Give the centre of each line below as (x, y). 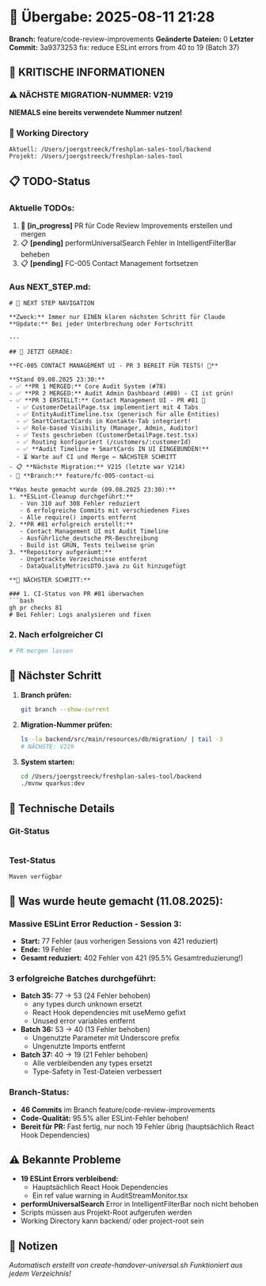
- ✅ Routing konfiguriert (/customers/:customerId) (104, 442)
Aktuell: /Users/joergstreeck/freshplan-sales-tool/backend (110, 149)
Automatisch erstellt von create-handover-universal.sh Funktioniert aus (126, 1265)
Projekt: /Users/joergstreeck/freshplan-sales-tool (96, 156)
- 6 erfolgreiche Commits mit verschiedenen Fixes (105, 510)
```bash (22, 601)
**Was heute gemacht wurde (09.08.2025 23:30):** (93, 489)
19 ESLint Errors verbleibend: (69, 1179)
